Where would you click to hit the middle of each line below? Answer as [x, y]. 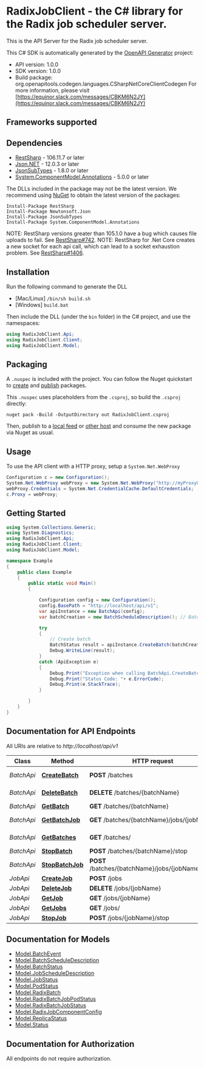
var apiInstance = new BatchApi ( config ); [92, 611]
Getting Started [36, 514]
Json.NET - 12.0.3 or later [47, 164]
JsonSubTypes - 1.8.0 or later [52, 171]
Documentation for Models [58, 939]
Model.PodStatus [37, 986]
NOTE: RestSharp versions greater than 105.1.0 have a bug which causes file [102, 234]
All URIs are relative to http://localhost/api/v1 [62, 746]
